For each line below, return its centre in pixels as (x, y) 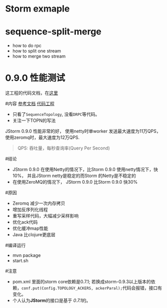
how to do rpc (27, 46)
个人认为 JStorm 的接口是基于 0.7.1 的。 (52, 300)
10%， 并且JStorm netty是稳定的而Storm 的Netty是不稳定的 (74, 176)
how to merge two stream (39, 56)
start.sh (20, 261)
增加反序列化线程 (30, 210)
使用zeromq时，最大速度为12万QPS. (42, 137)
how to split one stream (37, 51)
